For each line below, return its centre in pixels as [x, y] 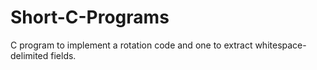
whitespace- [280, 45]
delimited [29, 55]
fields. [63, 55]
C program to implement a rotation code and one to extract [131, 45]
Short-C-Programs [90, 17]
